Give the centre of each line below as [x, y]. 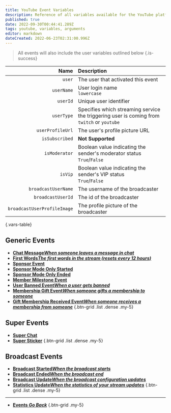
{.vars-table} [19, 224]
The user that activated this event [118, 79]
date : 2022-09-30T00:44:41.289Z [39, 24]
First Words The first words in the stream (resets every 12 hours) [82, 258]
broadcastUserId [53, 197]
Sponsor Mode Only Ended [42, 274]
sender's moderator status [110, 153]
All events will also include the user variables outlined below [81, 53]
